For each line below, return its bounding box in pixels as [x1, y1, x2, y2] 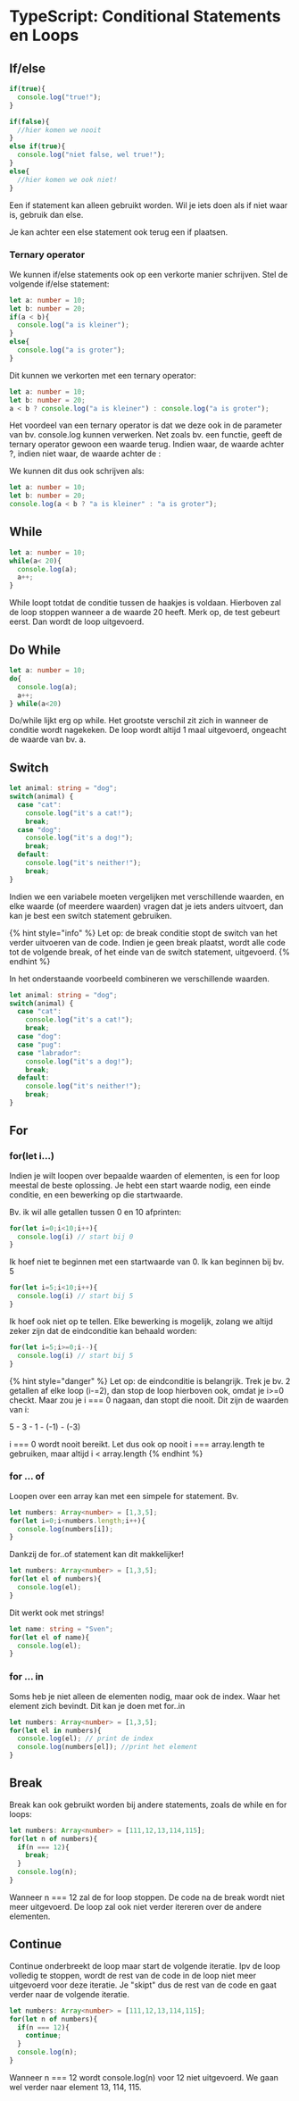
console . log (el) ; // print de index [17, 1734, 154, 1743]
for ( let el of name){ [9, 1632, 90, 1642]
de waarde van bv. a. [9, 734, 87, 745]
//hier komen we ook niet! [17, 175, 118, 184]
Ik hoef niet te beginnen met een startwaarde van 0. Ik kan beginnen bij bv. [9, 1256, 285, 1267]
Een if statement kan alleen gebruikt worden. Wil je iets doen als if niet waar [9, 199, 288, 211]
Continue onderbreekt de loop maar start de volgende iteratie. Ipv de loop [9, 1960, 281, 1971]
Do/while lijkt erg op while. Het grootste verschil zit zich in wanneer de [9, 715, 269, 726]
